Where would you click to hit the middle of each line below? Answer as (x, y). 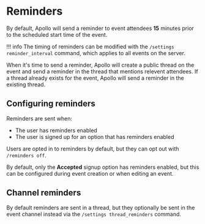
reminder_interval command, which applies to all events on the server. (96, 53)
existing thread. (26, 84)
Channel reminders (44, 193)
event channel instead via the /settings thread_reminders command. (94, 214)
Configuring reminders (51, 104)
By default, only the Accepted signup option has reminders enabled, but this (103, 167)
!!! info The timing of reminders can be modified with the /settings (90, 47)
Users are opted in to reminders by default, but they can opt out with (93, 149)
